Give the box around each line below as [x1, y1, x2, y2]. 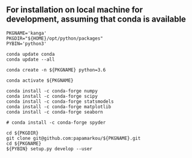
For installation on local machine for [6, 5, 143, 15]
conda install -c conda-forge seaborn [6, 109, 103, 115]
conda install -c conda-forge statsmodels [6, 99, 114, 105]
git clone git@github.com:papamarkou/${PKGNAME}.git [6, 135, 141, 141]
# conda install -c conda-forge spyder [6, 120, 106, 126]
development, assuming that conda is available [6, 14, 186, 25]
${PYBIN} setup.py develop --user [6, 145, 93, 152]
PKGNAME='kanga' [6, 30, 47, 36]
